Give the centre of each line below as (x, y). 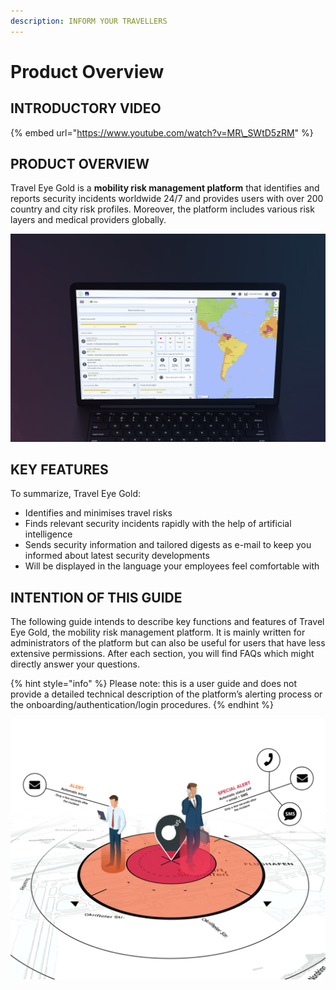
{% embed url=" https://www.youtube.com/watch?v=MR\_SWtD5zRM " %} (162, 132)
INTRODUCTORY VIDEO (86, 108)
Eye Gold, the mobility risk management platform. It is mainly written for (158, 632)
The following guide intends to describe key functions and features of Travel (167, 622)
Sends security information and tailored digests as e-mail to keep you (168, 545)
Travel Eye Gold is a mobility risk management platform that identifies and (165, 188)
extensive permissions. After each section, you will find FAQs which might (162, 654)
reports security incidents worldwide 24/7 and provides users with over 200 (167, 199)
